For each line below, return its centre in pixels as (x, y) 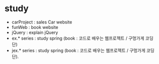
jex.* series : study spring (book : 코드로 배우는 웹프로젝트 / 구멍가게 (78, 50)
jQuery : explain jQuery (35, 32)
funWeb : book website (35, 27)
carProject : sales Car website (42, 22)
